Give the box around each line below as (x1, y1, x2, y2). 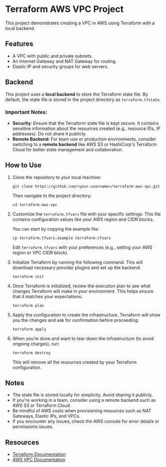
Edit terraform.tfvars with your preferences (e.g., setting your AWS (12, 244, 153, 250)
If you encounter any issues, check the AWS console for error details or (12, 418, 160, 424)
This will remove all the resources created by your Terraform (12, 359, 137, 365)
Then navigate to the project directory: (12, 193, 92, 199)
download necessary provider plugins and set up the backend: (12, 264, 141, 270)
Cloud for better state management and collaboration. (12, 146, 123, 152)
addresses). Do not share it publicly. (12, 130, 87, 136)
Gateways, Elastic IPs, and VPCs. (12, 413, 81, 419)
